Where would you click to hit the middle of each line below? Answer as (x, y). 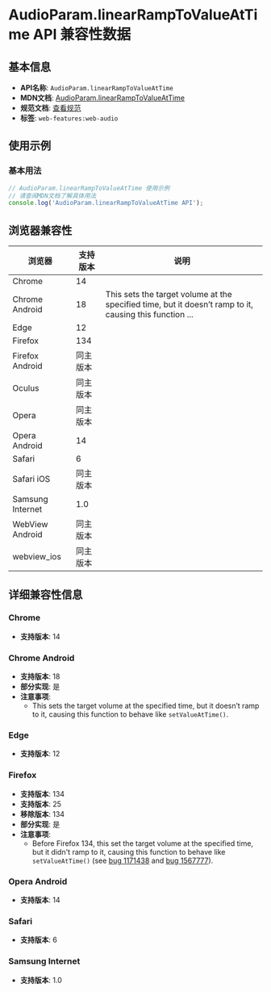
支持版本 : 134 (42, 793)
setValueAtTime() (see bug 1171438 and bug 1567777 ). (123, 860)
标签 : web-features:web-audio (69, 118)
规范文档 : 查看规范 (50, 108)
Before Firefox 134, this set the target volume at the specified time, (143, 843)
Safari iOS (31, 479)
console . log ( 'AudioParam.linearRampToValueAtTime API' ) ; (106, 203)
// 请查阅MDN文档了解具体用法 (52, 195)
